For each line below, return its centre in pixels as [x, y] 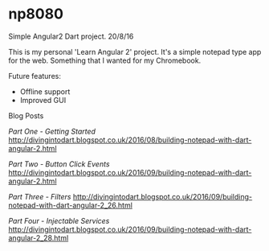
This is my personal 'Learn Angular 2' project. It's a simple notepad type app [135, 51]
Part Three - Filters [40, 196]
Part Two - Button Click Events [59, 164]
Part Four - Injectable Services [59, 220]
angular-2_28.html [39, 237]
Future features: [35, 76]
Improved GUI [43, 100]
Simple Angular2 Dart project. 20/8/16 [71, 36]
